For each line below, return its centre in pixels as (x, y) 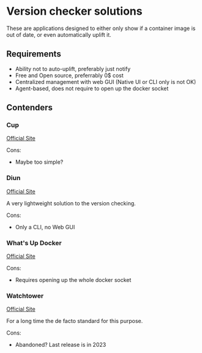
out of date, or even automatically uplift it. (59, 34)
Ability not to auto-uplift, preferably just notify (73, 69)
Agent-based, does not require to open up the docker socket (92, 88)
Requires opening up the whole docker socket (73, 280)
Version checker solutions (74, 11)
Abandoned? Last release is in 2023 (61, 345)
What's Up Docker (34, 243)
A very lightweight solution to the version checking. (71, 203)
